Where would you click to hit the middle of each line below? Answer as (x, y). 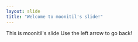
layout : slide (23, 11)
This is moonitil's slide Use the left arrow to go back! (69, 33)
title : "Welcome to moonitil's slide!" (55, 17)
